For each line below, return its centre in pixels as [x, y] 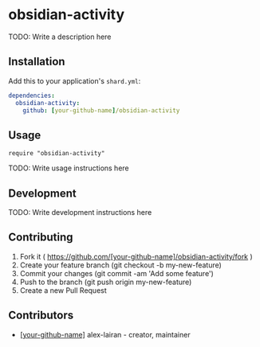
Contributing [41, 238]
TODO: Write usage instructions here [69, 168]
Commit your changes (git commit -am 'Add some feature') [116, 273]
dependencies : [32, 96]
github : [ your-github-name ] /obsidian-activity [101, 110]
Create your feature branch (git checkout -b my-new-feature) [120, 265]
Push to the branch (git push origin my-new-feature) [106, 282]
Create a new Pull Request [63, 290]
